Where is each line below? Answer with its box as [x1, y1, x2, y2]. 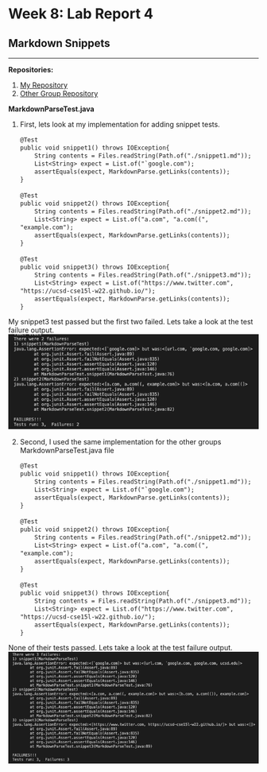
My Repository [19, 80, 68, 90]
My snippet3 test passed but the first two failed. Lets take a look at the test [8, 317, 253, 326]
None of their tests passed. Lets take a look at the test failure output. [8, 642, 233, 652]
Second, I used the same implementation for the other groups [19, 436, 222, 446]
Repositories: [8, 65, 54, 74]
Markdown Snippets [8, 37, 110, 50]
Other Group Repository [19, 89, 99, 98]
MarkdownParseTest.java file [19, 445, 115, 455]
